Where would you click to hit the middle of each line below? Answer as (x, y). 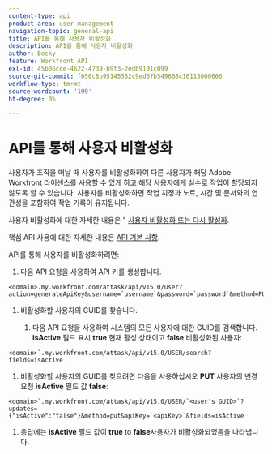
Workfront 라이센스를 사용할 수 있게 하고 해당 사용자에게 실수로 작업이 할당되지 (133, 182)
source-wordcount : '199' (50, 91)
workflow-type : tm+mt (45, 84)
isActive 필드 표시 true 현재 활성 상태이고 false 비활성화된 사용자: (137, 338)
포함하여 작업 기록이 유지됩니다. (79, 203)
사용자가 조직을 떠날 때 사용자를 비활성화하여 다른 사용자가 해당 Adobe (120, 173)
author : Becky (32, 54)
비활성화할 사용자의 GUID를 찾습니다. (79, 311)
